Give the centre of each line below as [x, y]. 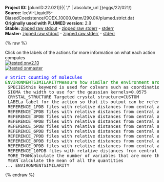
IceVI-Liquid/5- [38, 13]
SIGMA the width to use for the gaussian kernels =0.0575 [77, 92]
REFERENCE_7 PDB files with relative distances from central [81, 136]
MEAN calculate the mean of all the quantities [65, 161]
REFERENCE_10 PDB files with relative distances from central [82, 151]
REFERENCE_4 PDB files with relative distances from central [81, 122]
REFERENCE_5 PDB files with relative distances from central [81, 126]
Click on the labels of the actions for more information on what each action [80, 52]
